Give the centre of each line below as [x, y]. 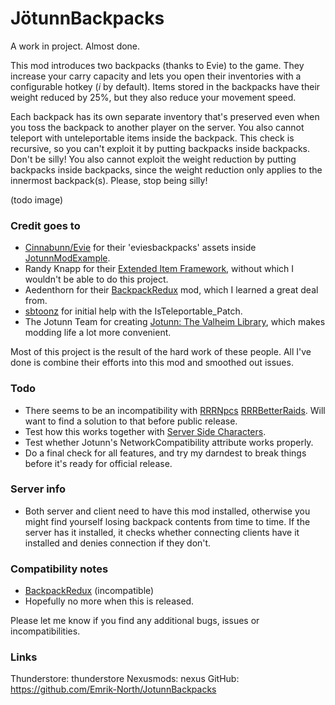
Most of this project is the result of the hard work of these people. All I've [161, 352]
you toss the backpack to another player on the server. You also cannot [157, 127]
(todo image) [37, 199]
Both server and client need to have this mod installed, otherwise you [167, 511]
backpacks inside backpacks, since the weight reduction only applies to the [166, 169]
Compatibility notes [59, 569]
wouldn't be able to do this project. [96, 279]
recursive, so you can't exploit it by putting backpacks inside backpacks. [160, 148]
